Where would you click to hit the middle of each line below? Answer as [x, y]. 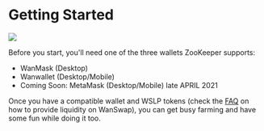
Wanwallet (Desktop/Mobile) [67, 76]
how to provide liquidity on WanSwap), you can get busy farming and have [132, 109]
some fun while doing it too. [54, 118]
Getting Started [61, 15]
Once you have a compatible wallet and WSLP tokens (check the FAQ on [129, 101]
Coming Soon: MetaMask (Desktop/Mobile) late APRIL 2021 [119, 85]
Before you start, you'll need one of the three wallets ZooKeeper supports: [132, 52]
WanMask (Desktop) [54, 68]
